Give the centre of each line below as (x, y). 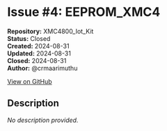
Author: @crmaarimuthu (42, 68)
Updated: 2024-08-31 (39, 53)
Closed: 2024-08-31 (37, 60)
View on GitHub (30, 81)
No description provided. (43, 120)
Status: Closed (29, 38)
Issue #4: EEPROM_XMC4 (84, 12)
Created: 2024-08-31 (38, 46)
